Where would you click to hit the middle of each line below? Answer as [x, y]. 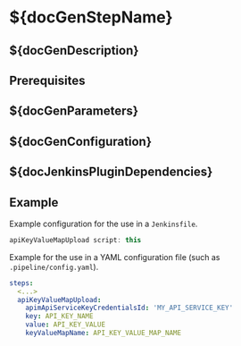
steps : [21, 283]
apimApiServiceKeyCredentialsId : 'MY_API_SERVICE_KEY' [129, 308]
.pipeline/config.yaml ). [54, 266]
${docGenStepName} [91, 17]
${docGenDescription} [74, 51]
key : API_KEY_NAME [59, 316]
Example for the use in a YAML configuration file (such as [115, 257]
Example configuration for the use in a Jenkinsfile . [104, 224]
